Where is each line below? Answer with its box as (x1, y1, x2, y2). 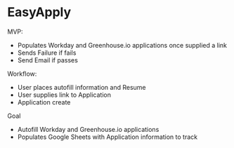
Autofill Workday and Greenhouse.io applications (17, 125, 160, 133)
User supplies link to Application (17, 90, 111, 99)
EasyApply (7, 4, 72, 20)
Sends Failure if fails (17, 48, 77, 57)
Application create (17, 97, 71, 106)
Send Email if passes (17, 55, 79, 64)
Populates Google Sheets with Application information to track (17, 133, 198, 141)
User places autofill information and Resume (17, 83, 146, 91)
